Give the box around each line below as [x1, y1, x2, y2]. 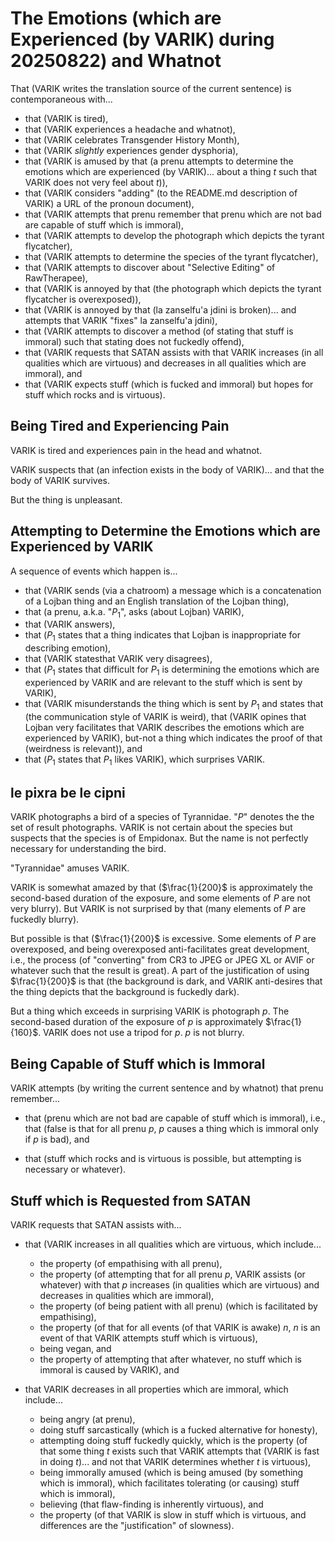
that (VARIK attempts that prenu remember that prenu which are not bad [24, 208, 322, 220]
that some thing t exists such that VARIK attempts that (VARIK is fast [39, 1445, 320, 1457]
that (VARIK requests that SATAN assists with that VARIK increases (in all [24, 346, 324, 358]
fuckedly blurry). [10, 913, 80, 926]
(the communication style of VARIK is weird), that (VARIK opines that [24, 710, 307, 722]
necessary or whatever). [24, 1163, 127, 1176]
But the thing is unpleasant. [10, 493, 123, 506]
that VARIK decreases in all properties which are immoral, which [24, 1383, 289, 1395]
